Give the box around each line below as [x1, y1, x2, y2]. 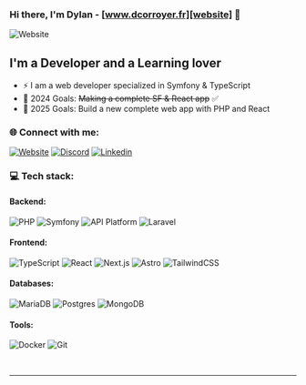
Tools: [9, 319, 34, 330]
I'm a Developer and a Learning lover [9, 55, 221, 71]
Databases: [9, 278, 55, 289]
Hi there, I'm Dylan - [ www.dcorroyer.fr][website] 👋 [9, 8, 241, 21]
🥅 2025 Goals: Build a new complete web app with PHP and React [22, 104, 270, 115]
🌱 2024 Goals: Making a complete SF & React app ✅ [22, 93, 219, 104]
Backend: [9, 196, 46, 207]
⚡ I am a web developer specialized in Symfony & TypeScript [22, 80, 250, 91]
